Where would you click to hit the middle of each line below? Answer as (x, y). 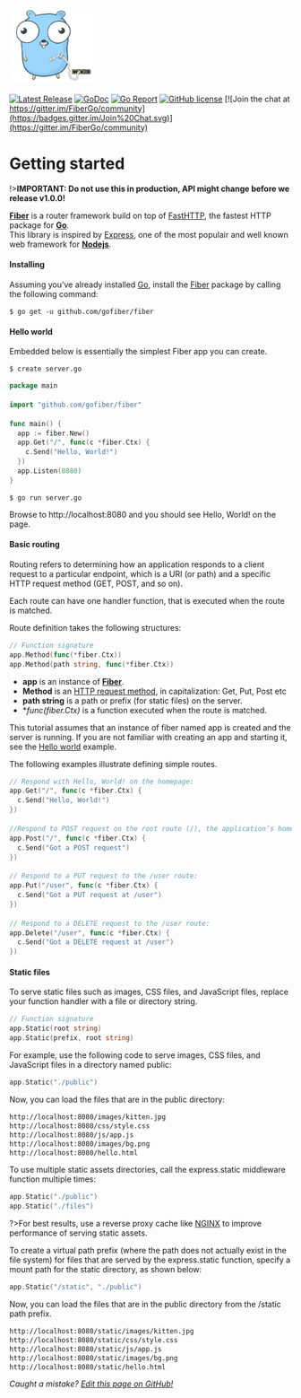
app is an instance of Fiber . (73, 681)
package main (34, 386)
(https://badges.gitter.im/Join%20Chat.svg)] (91, 118)
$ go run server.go (46, 498)
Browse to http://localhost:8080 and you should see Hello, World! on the (142, 514)
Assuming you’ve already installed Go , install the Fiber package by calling (145, 284)
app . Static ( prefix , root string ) (72, 1038)
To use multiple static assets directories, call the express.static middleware (148, 1169)
